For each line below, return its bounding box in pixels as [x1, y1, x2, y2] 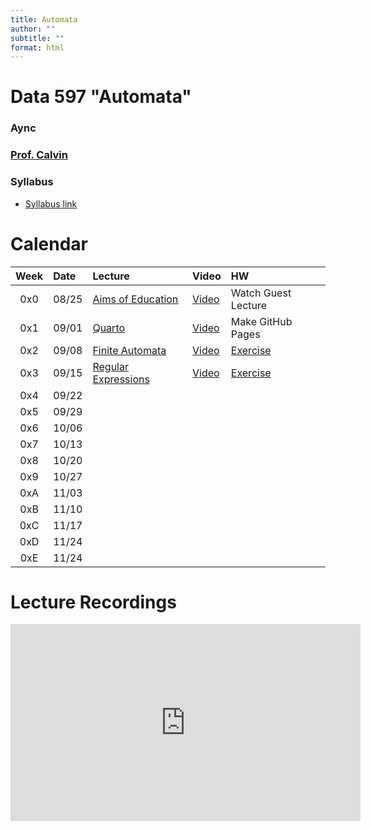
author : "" [10, 24, 56, 34]
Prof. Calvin [10, 148, 68, 162]
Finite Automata [92, 343, 167, 357]
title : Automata [10, 14, 78, 25]
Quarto [92, 321, 126, 335]
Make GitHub [230, 314, 293, 328]
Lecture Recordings [10, 591, 177, 613]
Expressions [92, 372, 150, 386]
